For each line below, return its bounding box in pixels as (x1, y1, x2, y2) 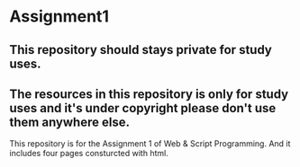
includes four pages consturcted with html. (9, 148, 168, 159)
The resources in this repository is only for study (9, 86, 289, 101)
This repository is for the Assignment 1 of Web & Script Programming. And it (9, 138, 291, 149)
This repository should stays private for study (9, 42, 272, 57)
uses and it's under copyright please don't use (9, 101, 277, 116)
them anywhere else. (9, 114, 131, 129)
